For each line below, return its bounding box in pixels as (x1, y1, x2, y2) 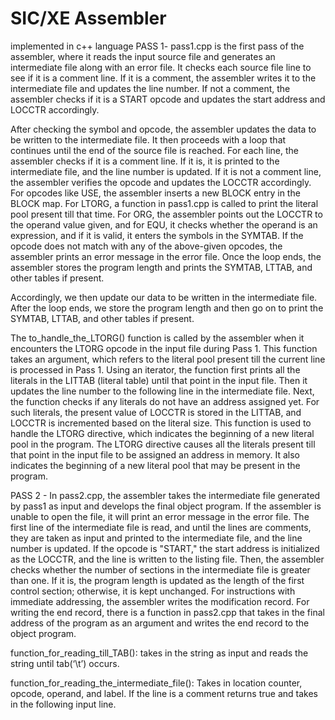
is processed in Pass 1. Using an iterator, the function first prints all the (10, 363, 301, 376)
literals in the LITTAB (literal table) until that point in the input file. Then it (10, 374, 308, 386)
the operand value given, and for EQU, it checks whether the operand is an (10, 218, 318, 231)
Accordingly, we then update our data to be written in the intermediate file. (10, 291, 318, 303)
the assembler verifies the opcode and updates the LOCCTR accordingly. (10, 176, 312, 188)
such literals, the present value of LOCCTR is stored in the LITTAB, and (10, 406, 302, 418)
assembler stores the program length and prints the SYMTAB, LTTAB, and (10, 261, 313, 273)
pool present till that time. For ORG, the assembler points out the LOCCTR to (10, 208, 323, 220)
